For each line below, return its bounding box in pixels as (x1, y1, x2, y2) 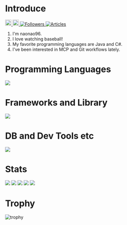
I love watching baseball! (12, 36, 63, 42)
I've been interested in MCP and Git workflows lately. (12, 46, 120, 52)
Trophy (5, 198, 36, 209)
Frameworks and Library (5, 97, 108, 109)
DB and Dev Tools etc (5, 130, 94, 141)
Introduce (5, 3, 46, 14)
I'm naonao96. (12, 31, 42, 37)
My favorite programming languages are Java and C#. (12, 41, 123, 47)
